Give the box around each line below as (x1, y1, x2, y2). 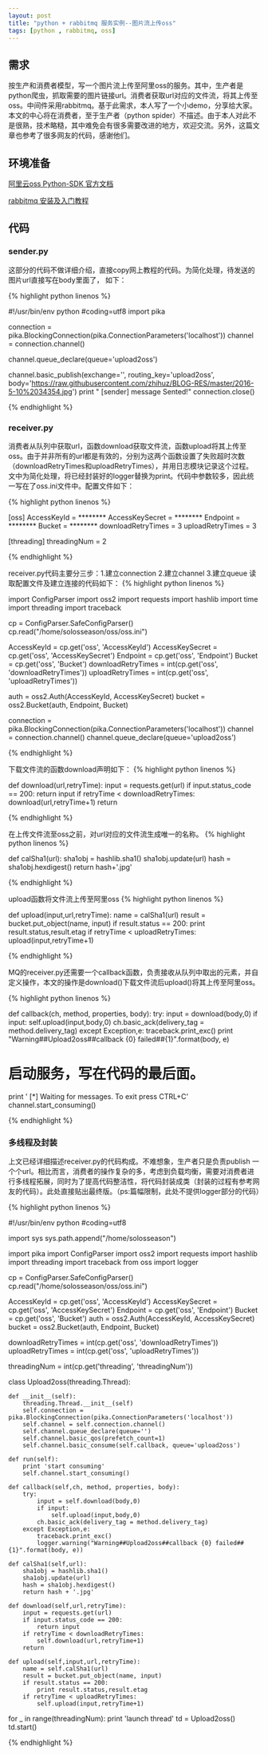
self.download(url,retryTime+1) (37, 1637, 145, 1645)
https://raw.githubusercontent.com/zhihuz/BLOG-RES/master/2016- (31, 378, 254, 388)
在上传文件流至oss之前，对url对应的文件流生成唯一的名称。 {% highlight (8, 829, 246, 839)
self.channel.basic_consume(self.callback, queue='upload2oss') (22, 1441, 241, 1449)
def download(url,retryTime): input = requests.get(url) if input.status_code (8, 780, 252, 790)
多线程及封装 (8, 1136, 58, 1148)
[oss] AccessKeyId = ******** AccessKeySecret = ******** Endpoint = (8, 512, 241, 522)
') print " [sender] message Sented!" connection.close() (72, 386, 255, 396)
